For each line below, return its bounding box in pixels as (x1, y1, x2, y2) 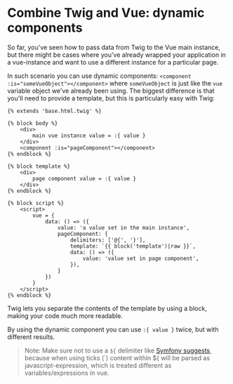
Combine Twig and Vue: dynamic (7, 5, 205, 21)
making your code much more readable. (7, 311, 123, 320)
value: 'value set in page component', (82, 255, 199, 262)
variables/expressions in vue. (24, 369, 110, 377)
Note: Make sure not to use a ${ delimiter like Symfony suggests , (24, 346, 212, 355)
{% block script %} (7, 199, 65, 206)
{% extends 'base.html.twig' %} (7, 107, 102, 114)
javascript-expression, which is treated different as (24, 361, 172, 369)
